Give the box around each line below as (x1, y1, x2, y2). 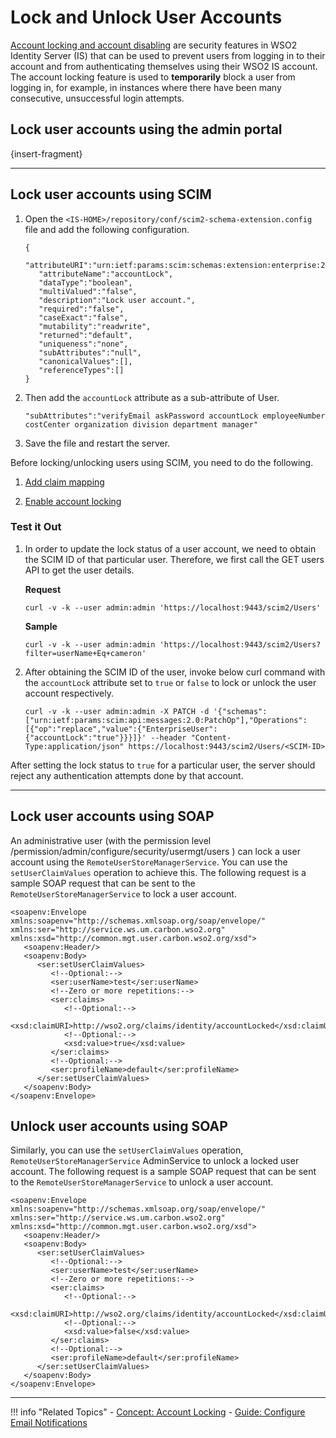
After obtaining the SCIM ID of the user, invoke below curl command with (24, 666, 326, 678)
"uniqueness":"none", (38, 339, 129, 349)
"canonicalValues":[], (38, 356, 133, 366)
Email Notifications (10, 1417, 88, 1429)
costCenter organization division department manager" (24, 419, 259, 430)
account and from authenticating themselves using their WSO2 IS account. (10, 60, 318, 72)
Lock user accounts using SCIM (10, 186, 212, 203)
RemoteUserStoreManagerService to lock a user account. (10, 887, 237, 900)
